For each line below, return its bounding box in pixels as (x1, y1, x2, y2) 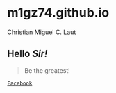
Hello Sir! (7, 48, 48, 60)
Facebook (7, 80, 33, 87)
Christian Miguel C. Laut (7, 28, 76, 36)
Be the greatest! (24, 66, 71, 74)
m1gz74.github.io (7, 5, 110, 21)
